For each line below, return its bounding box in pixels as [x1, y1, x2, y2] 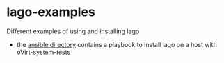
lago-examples [6, 4, 95, 20]
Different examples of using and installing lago [6, 27, 140, 35]
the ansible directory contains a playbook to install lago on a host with [16, 40, 217, 48]
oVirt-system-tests [16, 48, 71, 56]
